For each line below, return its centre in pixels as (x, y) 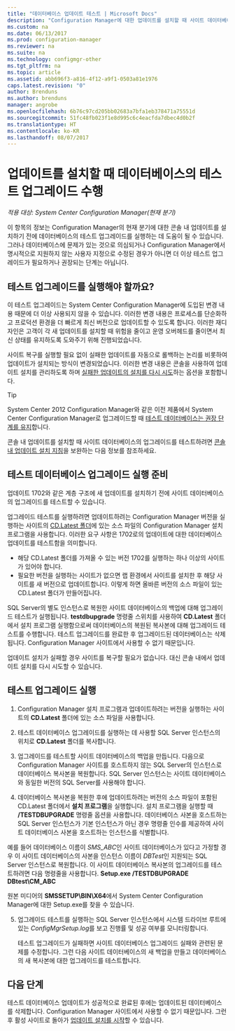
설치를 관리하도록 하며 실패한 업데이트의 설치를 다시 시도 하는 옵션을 (112, 372)
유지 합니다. (35, 427)
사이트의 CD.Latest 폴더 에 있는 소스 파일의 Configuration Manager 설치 (124, 525)
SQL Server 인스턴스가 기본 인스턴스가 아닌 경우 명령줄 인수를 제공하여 (114, 823)
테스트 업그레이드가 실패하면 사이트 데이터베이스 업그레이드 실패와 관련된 (116, 943)
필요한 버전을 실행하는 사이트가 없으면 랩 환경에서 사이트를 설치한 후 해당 (116, 575)
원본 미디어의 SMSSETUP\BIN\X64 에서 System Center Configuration (105, 895)
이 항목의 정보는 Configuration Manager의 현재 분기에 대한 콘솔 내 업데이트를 (113, 228)
